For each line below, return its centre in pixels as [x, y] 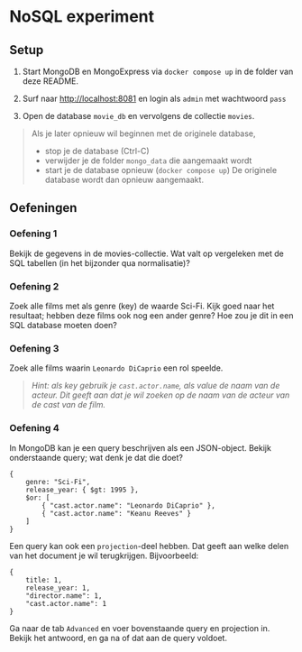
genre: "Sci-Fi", [58, 482]
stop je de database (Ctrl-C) [97, 151]
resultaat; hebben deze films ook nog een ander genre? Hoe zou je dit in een [151, 315]
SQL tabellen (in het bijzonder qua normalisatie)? [100, 262]
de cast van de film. [69, 405]
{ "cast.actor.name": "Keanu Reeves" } [117, 513]
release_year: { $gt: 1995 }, [82, 490]
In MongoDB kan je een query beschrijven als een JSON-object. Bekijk [141, 447]
